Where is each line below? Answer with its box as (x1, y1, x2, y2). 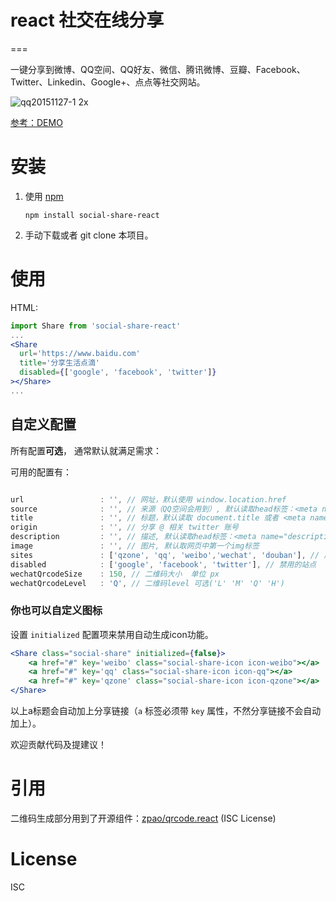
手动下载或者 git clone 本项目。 (24, 229, 154, 241)
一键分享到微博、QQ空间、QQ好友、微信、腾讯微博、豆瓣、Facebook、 (10, 63, 306, 75)
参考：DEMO (10, 116, 63, 128)
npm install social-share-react (24, 210, 160, 220)
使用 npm (24, 190, 64, 202)
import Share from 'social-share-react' (10, 321, 182, 331)
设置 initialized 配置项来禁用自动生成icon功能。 (10, 628, 214, 640)
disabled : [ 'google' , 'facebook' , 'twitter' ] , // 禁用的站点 (10, 559, 317, 570)
